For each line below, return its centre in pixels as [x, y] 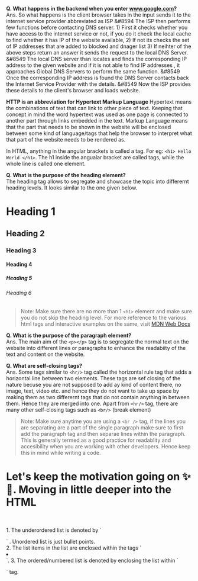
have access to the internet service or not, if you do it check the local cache [99, 34]
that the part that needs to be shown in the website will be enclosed [89, 127]
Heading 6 [19, 293]
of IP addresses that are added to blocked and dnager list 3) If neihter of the [99, 46]
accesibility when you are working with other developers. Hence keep [106, 446]
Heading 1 [31, 212]
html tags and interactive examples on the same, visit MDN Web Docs [106, 324]
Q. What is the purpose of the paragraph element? [69, 335]
